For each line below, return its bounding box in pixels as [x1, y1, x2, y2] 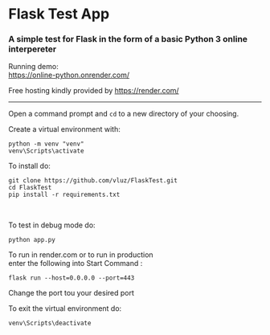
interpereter [8, 43, 57, 55]
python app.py [8, 236, 56, 244]
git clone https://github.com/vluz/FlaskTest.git [8, 177, 178, 185]
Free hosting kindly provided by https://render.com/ [8, 86, 179, 96]
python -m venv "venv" [8, 140, 84, 149]
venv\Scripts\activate [8, 147, 84, 155]
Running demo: [8, 62, 59, 71]
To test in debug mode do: [8, 220, 96, 230]
